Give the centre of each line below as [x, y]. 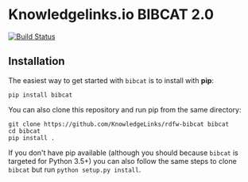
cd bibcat [25, 131]
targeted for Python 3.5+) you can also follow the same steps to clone [122, 161]
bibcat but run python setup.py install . [75, 169]
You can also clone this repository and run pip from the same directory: [125, 109]
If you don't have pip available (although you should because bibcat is [123, 153]
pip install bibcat [41, 95]
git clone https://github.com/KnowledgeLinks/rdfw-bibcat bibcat [118, 124]
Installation [37, 61]
